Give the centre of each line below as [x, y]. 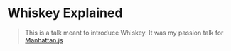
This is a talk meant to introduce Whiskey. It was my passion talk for [124, 33]
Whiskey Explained [65, 13]
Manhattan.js [44, 40]
